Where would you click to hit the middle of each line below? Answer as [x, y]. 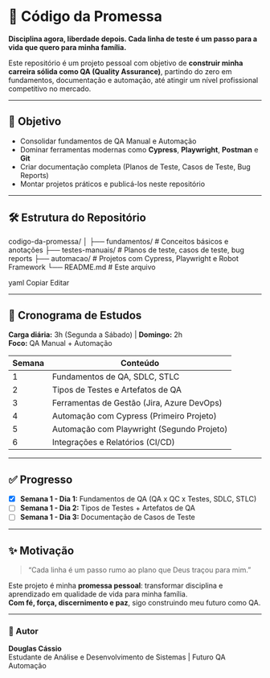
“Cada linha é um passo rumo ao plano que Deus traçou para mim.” [139, 570]
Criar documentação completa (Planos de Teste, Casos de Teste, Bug [135, 166]
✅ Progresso [41, 479]
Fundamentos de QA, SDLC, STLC [116, 376]
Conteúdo [140, 364]
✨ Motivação [41, 550]
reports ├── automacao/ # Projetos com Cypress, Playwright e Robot [124, 258]
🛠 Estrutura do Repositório [77, 218]
